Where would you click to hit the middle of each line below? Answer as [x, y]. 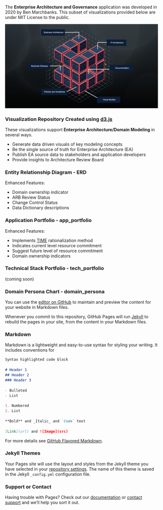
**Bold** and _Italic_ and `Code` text [45, 421]
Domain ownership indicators [41, 256]
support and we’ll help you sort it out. [42, 503]
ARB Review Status [31, 197]
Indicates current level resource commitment [57, 245]
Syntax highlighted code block [37, 360]
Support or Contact [28, 487]
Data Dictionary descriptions [41, 208]
